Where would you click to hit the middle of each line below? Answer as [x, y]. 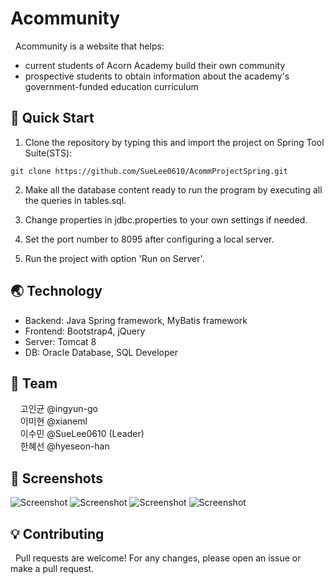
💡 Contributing [57, 533]
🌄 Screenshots [57, 478]
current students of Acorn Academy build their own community [155, 65]
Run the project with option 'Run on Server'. [114, 258]
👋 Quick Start [52, 118]
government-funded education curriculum [111, 86]
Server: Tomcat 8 [60, 341]
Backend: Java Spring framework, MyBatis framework [136, 320]
